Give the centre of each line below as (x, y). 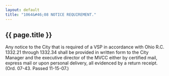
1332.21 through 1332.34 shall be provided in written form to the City (77, 52)
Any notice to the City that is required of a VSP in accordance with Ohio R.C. (85, 47)
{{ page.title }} (29, 35)
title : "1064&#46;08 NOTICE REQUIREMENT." (51, 15)
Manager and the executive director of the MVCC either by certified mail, (81, 58)
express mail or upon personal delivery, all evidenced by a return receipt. (82, 63)
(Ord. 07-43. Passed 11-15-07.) (37, 68)
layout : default (22, 10)
